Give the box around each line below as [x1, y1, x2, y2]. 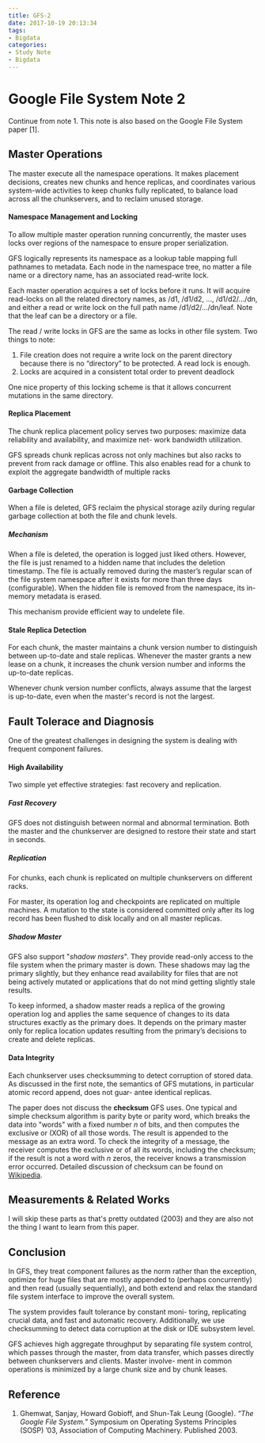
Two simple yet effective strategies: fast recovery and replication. [8, 780, 221, 790]
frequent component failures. [8, 744, 104, 754]
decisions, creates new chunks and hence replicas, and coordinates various [8, 177, 256, 186]
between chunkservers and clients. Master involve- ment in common [8, 1357, 232, 1366]
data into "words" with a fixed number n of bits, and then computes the [8, 1120, 240, 1129]
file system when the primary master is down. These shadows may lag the [8, 960, 251, 970]
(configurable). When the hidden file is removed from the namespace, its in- [8, 584, 256, 593]
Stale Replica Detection [8, 625, 87, 634]
